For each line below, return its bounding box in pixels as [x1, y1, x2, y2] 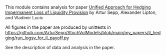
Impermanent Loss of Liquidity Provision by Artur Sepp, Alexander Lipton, [5, 9, 157, 15]
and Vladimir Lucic [5, 15, 43, 20]
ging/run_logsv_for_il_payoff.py [5, 35, 69, 41]
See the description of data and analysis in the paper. [5, 45, 115, 50]
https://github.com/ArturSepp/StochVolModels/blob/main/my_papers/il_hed [5, 30, 161, 35]
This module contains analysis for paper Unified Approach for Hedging [5, 4, 151, 10]
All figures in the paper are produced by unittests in [5, 24, 111, 30]
